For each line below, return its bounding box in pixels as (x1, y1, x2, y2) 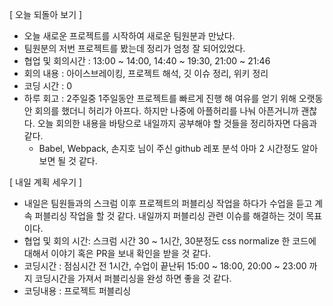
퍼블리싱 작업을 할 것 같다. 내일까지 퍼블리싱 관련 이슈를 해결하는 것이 (34, 210, 304, 222)
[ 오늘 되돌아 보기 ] (9, 9, 83, 20)
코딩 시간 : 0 (23, 80, 72, 92)
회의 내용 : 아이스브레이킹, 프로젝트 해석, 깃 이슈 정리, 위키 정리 (23, 68, 269, 79)
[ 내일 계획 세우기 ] (9, 176, 83, 188)
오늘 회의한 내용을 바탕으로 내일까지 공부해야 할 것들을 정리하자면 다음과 (37, 118, 318, 129)
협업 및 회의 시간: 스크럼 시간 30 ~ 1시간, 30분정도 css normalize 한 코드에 (23, 235, 317, 247)
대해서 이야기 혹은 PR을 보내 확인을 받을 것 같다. (23, 248, 212, 259)
